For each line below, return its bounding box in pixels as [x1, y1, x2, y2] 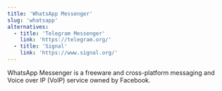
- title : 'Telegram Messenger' [13, 29, 106, 37]
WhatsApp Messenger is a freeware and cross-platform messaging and [7, 68, 215, 77]
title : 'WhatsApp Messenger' [7, 10, 93, 17]
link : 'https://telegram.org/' [20, 36, 112, 43]
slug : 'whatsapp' [7, 17, 58, 24]
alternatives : [7, 23, 49, 30]
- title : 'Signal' [13, 43, 68, 50]
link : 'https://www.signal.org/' [20, 50, 118, 57]
